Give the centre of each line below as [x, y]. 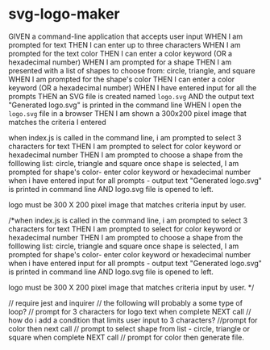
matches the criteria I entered [57, 122]
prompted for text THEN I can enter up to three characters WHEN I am [125, 44]
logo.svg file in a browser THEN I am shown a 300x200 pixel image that [128, 113]
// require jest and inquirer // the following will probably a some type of [126, 302]
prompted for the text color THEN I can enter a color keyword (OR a [120, 53]
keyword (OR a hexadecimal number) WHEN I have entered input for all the [133, 87]
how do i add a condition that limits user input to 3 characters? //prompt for [133, 320]
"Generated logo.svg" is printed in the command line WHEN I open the [125, 105]
